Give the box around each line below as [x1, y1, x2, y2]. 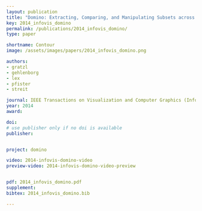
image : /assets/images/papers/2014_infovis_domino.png [6, 47, 147, 54]
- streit [6, 87, 28, 93]
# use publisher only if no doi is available [6, 124, 122, 131]
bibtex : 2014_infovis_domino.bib [6, 190, 90, 196]
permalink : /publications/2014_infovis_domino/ [6, 25, 128, 32]
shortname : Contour [6, 42, 55, 48]
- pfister [6, 81, 31, 87]
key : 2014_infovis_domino [6, 20, 71, 26]
